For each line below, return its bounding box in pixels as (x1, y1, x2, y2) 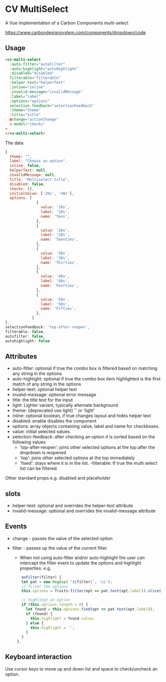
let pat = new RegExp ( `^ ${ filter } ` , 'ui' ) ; (21, 579, 113, 584)
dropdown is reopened (19, 450, 66, 456)
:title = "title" (9, 113, 41, 118)
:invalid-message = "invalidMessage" (9, 89, 83, 94)
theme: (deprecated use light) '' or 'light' (12, 408, 95, 414)
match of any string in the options (12, 381, 81, 387)
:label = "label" (9, 94, 41, 99)
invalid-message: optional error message (12, 392, 97, 398)
